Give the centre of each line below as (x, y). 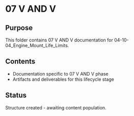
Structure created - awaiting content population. (56, 107)
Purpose (19, 28)
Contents (20, 62)
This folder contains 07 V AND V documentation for (59, 40)
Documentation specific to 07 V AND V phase (60, 74)
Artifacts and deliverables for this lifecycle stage (63, 79)
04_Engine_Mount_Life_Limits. (37, 45)
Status (16, 95)
